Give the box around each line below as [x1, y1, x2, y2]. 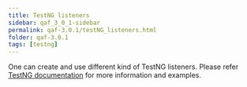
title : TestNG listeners [8, 11, 90, 20]
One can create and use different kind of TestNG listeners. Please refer [8, 62, 239, 71]
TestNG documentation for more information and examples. [8, 71, 202, 80]
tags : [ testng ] [8, 41, 58, 49]
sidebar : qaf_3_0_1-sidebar [8, 19, 101, 27]
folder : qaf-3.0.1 [8, 33, 69, 42]
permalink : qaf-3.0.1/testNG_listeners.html [8, 26, 157, 34]
